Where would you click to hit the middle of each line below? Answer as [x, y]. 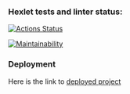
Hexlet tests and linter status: [65, 12]
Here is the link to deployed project [65, 81]
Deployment [32, 64]
